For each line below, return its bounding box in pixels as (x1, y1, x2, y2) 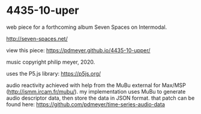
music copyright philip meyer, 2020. (6, 58, 95, 65)
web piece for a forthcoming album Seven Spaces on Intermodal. (6, 23, 167, 31)
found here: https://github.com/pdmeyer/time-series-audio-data (6, 100, 165, 108)
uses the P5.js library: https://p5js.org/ (6, 70, 101, 77)
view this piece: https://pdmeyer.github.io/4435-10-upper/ (6, 46, 151, 54)
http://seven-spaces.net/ (6, 35, 68, 42)
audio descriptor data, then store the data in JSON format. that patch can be (6, 94, 195, 101)
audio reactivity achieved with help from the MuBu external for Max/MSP (6, 82, 186, 89)
